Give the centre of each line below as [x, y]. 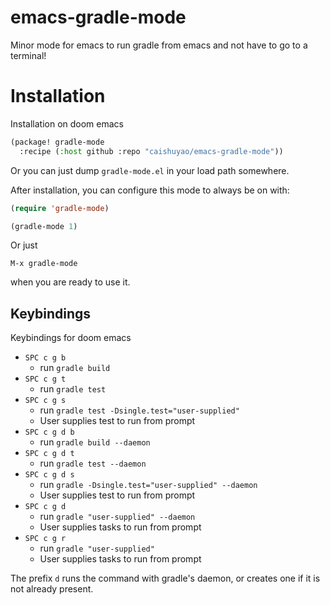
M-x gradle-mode [44, 264]
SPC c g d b [49, 432]
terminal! [28, 55]
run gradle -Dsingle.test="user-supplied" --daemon [148, 485]
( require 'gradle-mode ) [60, 208]
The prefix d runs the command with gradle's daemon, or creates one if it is [165, 578]
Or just [24, 245]
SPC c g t [45, 379]
